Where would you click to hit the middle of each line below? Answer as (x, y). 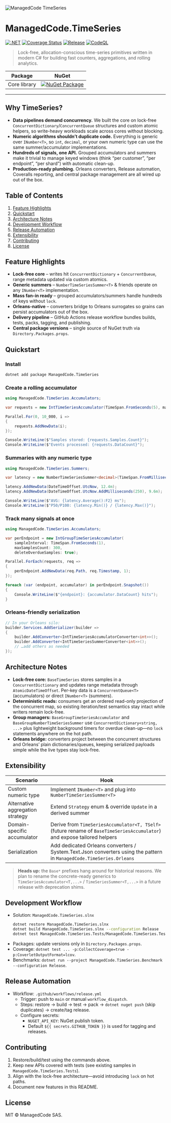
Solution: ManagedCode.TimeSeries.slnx (53, 915)
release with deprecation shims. (51, 887)
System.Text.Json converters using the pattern (106, 852)
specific (17, 831)
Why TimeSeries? (34, 108)
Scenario (27, 780)
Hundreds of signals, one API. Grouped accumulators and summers (84, 152)
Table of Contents (34, 196)
